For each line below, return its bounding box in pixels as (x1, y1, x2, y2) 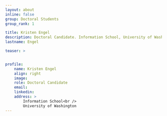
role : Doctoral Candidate (14, 80, 68, 85)
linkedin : (14, 90, 35, 95)
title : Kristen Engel (5, 30, 50, 35)
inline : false (5, 12, 35, 17)
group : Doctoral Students (5, 16, 59, 21)
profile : (5, 62, 23, 67)
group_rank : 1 (5, 21, 35, 26)
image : (14, 76, 28, 81)
